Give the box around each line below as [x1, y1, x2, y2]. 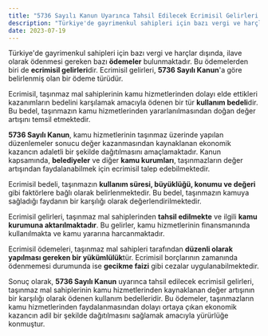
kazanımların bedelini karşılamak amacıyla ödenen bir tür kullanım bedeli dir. [8, 97, 258, 108]
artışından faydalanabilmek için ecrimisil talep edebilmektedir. [8, 164, 211, 174]
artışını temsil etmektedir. [8, 115, 91, 125]
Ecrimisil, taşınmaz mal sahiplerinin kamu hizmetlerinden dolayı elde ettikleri [8, 89, 258, 99]
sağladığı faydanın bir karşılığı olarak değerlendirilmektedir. [8, 196, 202, 206]
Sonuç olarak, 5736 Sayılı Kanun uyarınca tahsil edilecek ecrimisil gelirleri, [8, 277, 254, 287]
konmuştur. [8, 319, 45, 329]
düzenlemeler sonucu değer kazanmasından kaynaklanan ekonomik [8, 139, 231, 148]
